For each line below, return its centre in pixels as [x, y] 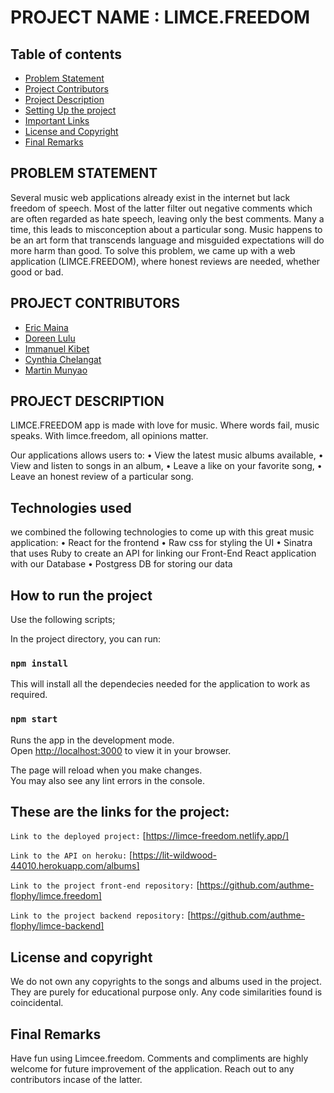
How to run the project [81, 595]
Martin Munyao [56, 370]
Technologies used [71, 507]
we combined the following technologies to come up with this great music [162, 532]
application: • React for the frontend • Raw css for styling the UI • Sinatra [161, 543]
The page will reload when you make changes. [106, 770]
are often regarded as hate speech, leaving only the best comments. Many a [167, 218]
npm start [34, 719]
